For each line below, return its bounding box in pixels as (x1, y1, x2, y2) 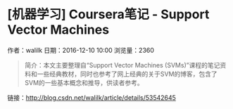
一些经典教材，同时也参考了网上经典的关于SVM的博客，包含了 (37, 70, 218, 78)
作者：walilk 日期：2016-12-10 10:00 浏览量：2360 (7, 46, 155, 54)
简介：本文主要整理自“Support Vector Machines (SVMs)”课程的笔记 (24, 60, 220, 69)
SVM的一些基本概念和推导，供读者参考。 (24, 78, 144, 86)
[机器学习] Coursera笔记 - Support (7, 6, 210, 23)
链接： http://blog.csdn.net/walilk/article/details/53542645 (7, 93, 176, 102)
